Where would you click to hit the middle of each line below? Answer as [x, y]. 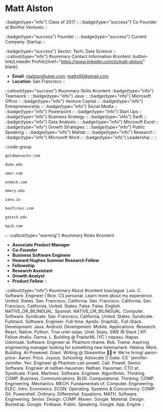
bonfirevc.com [19, 208]
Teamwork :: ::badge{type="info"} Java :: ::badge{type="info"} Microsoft [78, 96]
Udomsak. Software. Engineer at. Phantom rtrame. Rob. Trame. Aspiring [77, 342]
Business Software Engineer [41, 255]
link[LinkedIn [18, 61]
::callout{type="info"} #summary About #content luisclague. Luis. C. [73, 290]
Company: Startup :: [25, 41]
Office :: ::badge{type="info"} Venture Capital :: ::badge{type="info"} [74, 101]
